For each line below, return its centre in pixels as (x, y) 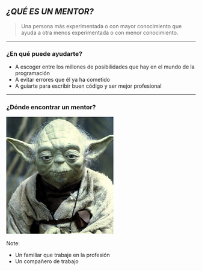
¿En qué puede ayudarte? (44, 53)
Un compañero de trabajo (47, 261)
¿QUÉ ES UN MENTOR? (50, 12)
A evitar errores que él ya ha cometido (62, 80)
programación (32, 73)
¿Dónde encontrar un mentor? (51, 108)
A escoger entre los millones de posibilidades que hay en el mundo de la (105, 67)
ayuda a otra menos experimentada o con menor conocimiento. (99, 32)
